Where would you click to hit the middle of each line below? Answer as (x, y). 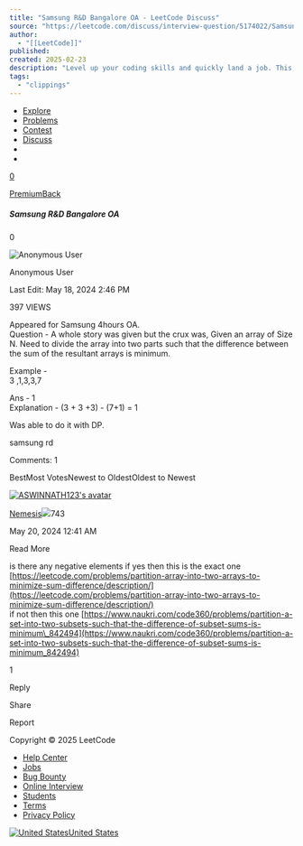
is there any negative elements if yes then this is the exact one (125, 566)
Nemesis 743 (37, 513)
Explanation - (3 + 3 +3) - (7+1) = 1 (73, 407)
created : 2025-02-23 (48, 60)
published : (30, 51)
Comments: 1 (34, 460)
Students (39, 795)
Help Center (45, 757)
